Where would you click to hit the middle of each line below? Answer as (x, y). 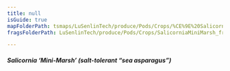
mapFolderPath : (29, 26)
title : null (24, 13)
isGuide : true (27, 20)
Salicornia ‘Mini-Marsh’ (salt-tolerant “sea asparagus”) (89, 60)
